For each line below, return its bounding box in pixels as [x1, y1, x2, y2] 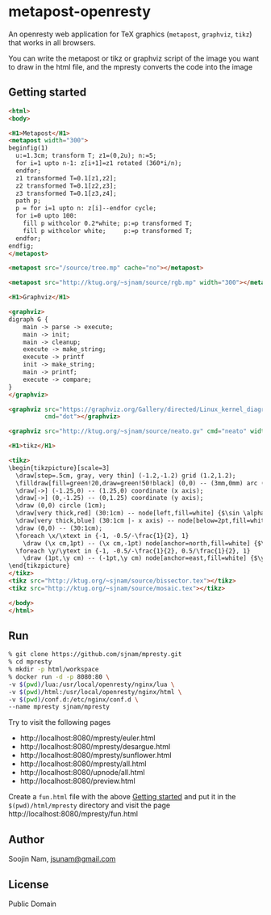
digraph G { [8, 315, 48, 324]
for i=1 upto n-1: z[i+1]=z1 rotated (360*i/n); [15, 159, 182, 167]
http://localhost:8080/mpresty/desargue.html [19, 742, 171, 752]
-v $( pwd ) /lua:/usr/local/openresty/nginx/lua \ [8, 680, 175, 688]
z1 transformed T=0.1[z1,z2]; [15, 174, 117, 182]
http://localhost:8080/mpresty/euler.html [19, 733, 156, 743]
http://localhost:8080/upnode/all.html [19, 768, 145, 777]
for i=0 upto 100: [15, 212, 78, 220]
